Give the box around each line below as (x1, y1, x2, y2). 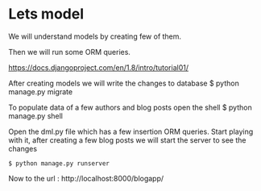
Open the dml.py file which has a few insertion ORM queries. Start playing (8, 127, 254, 136)
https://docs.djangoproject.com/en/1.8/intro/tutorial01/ (8, 62, 189, 73)
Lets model (8, 5, 85, 23)
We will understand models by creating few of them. (8, 31, 182, 41)
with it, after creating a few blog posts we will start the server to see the (8, 135, 246, 145)
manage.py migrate (8, 86, 73, 97)
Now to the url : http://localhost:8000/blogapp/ (8, 173, 164, 183)
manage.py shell (8, 110, 63, 121)
